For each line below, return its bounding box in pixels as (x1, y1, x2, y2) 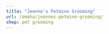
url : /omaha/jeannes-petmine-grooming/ (6, 14, 104, 20)
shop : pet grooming (6, 19, 54, 25)
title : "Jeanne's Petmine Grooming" (6, 8, 96, 14)
